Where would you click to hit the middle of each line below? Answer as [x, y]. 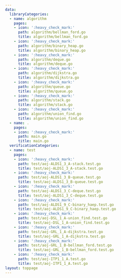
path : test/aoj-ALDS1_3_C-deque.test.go [59, 191]
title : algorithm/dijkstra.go [48, 78]
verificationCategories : [35, 146]
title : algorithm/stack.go [45, 105]
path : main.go [32, 137]
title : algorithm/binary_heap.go [52, 50]
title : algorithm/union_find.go [51, 118]
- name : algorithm [28, 19]
